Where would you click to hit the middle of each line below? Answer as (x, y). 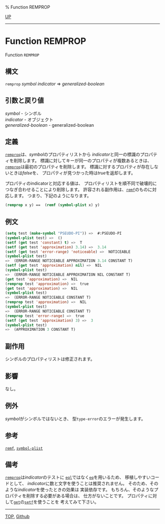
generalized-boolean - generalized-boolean (50, 125)
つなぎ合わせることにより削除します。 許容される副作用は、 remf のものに (79, 190)
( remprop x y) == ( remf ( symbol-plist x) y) (52, 205)
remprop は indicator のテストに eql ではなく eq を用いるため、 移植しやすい (78, 477)
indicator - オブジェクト (29, 119)
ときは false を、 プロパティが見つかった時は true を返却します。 (72, 173)
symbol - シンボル (23, 113)
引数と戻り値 (25, 101)
